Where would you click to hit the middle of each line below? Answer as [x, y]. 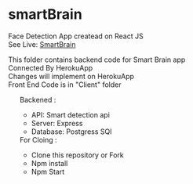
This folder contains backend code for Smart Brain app [97, 60]
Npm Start [48, 171]
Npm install [49, 163]
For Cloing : [38, 139]
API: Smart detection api [70, 114]
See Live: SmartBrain [42, 44]
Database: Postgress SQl [71, 132]
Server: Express [57, 123]
